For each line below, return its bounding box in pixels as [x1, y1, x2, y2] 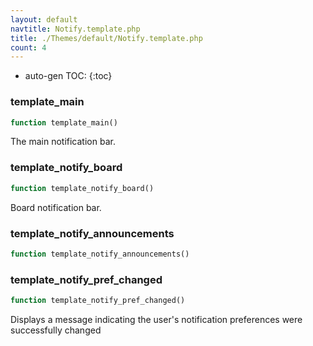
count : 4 [10, 42, 47, 53]
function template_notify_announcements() [10, 249, 190, 259]
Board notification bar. [10, 201, 102, 213]
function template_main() [10, 117, 118, 128]
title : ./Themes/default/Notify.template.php [10, 33, 203, 43]
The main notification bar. [10, 136, 116, 148]
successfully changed [10, 324, 102, 336]
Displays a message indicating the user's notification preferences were [10, 313, 303, 325]
